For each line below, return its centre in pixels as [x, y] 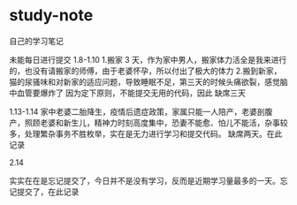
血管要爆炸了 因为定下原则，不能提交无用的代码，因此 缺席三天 [131, 93]
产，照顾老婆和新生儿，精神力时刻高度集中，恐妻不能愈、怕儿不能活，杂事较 [148, 122]
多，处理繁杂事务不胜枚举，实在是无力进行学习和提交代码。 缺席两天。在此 [146, 133]
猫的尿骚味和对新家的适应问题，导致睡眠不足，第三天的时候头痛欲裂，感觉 [145, 81]
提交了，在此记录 [48, 192]
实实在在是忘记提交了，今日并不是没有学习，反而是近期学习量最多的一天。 [145, 180]
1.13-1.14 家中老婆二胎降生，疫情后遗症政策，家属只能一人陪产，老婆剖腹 [141, 111]
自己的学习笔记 [36, 41]
